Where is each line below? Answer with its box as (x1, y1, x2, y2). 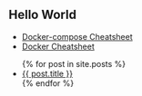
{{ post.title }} (21, 68, 74, 79)
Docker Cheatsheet (21, 41, 95, 52)
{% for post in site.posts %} (21, 58, 127, 69)
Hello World (8, 7, 76, 23)
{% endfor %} (21, 77, 75, 89)
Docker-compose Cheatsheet (21, 31, 133, 42)
